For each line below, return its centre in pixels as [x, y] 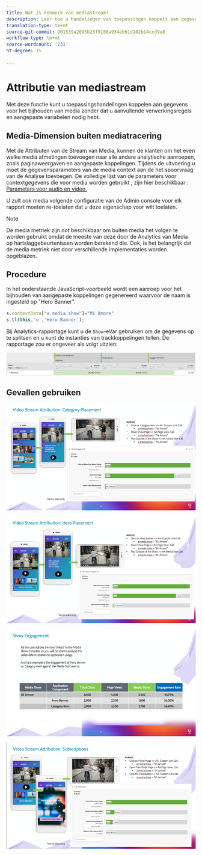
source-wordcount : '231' [37, 44]
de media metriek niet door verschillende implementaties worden [87, 249]
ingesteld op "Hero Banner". [41, 302]
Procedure [26, 274]
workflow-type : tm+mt [33, 38]
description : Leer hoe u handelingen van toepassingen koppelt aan [93, 19]
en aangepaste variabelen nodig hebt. [53, 117]
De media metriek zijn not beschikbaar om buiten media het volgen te [92, 230]
